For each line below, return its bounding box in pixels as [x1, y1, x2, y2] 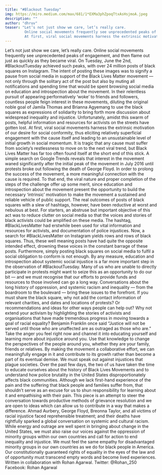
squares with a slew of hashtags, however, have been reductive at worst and [5, 202, 157, 207]
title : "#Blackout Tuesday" [5, 7, 62, 12]
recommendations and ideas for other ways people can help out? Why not [5, 305, 152, 311]
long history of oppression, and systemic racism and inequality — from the [5, 284, 153, 290]
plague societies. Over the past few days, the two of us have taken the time [5, 362, 155, 367]
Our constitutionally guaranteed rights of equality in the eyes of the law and [5, 449, 155, 455]
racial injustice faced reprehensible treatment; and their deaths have [5, 413, 141, 419]
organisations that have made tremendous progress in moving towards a [5, 315, 149, 321]
